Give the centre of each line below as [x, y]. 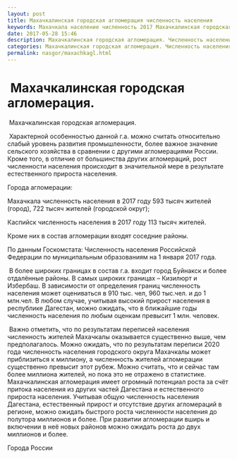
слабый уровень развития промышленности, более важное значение [113, 143]
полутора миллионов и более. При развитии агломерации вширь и [109, 419]
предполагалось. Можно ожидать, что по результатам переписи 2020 [114, 344]
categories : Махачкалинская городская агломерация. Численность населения [120, 47]
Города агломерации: [40, 187]
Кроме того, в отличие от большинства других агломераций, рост [107, 159]
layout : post [26, 14]
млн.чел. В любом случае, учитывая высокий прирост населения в [109, 300]
